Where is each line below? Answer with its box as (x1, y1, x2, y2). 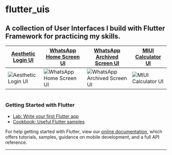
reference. (5, 139, 27, 145)
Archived (95, 54, 119, 60)
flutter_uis (5, 4, 50, 15)
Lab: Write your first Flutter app (12, 113, 79, 119)
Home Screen (46, 54, 80, 60)
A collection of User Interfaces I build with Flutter (5, 24, 165, 33)
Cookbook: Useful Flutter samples (12, 118, 85, 124)
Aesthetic (11, 50, 36, 57)
